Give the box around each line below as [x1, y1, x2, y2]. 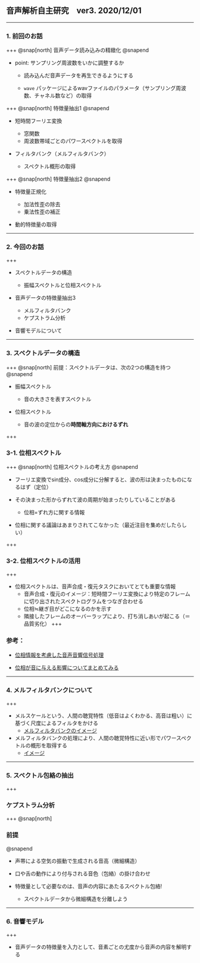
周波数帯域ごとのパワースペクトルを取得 [23, 138, 123, 145]
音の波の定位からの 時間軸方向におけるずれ [23, 421, 129, 428]
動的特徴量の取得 [14, 221, 57, 228]
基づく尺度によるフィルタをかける [14, 719, 99, 726]
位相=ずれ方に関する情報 [23, 509, 85, 515]
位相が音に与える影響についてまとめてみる [14, 664, 119, 671]
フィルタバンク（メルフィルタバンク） [14, 150, 110, 157]
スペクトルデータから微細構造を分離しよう [23, 895, 128, 902]
